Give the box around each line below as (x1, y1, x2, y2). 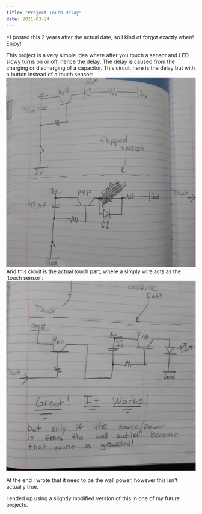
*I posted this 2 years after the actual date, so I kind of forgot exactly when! (6, 33, 194, 40)
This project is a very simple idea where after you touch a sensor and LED (6, 51, 189, 58)
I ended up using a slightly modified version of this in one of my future (6, 494, 180, 502)
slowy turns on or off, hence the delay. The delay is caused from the (6, 58, 176, 65)
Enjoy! (6, 40, 22, 47)
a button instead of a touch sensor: (6, 70, 93, 78)
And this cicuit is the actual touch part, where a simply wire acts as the (6, 268, 182, 275)
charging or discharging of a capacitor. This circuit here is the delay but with (6, 64, 195, 72)
